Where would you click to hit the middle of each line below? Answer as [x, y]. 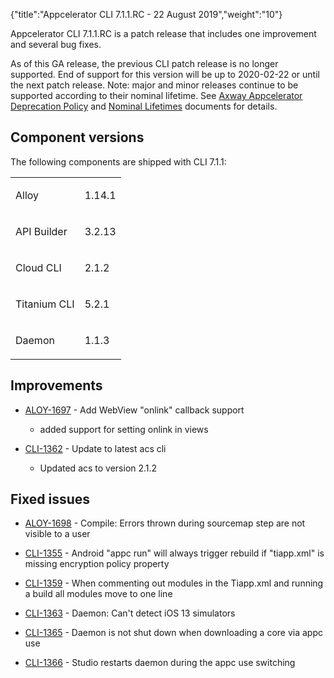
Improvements [56, 385]
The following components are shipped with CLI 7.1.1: [118, 161]
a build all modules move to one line [98, 594]
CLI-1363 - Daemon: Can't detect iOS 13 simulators [130, 613]
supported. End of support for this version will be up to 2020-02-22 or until [165, 74]
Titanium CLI [45, 304]
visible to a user [57, 534]
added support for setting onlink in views [124, 429]
